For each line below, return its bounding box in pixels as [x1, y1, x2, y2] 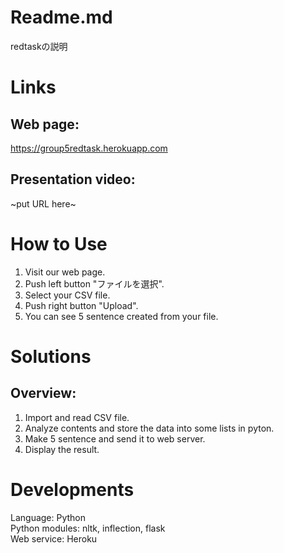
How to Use [10, 232, 108, 255]
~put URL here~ [10, 197, 77, 210]
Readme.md [10, 6, 113, 29]
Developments [10, 478, 135, 501]
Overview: [10, 385, 77, 402]
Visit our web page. [24, 266, 106, 278]
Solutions [10, 345, 92, 368]
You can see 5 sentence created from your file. [24, 310, 219, 322]
